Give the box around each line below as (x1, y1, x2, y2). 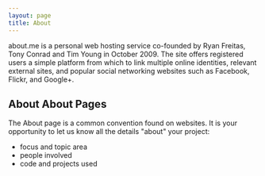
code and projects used (19, 159, 98, 169)
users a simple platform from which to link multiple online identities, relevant (8, 57, 257, 67)
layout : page (8, 11, 52, 20)
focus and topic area (19, 142, 88, 151)
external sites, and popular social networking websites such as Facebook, (8, 66, 250, 75)
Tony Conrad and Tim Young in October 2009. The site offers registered (8, 49, 244, 59)
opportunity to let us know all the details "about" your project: (8, 127, 210, 136)
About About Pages (8, 97, 107, 111)
